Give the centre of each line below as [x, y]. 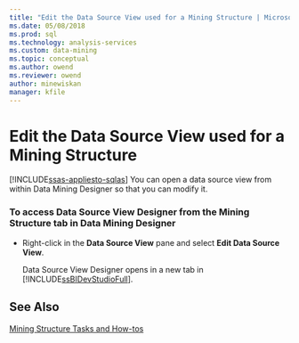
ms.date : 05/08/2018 [48, 26]
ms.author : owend [41, 68]
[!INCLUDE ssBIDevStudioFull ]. [77, 279]
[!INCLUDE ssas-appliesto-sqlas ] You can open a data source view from [141, 180]
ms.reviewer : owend [45, 76]
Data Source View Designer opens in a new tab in [113, 269]
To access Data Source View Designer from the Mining [129, 212]
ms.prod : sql [33, 34]
